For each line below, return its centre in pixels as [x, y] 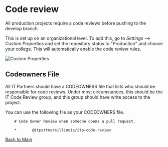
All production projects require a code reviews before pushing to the [76, 23]
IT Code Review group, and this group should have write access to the [78, 97]
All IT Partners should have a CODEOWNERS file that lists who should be [80, 86]
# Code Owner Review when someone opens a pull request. [75, 121]
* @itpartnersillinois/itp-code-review [63, 130]
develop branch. [22, 28]
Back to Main [19, 139]
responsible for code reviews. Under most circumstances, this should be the [84, 92]
